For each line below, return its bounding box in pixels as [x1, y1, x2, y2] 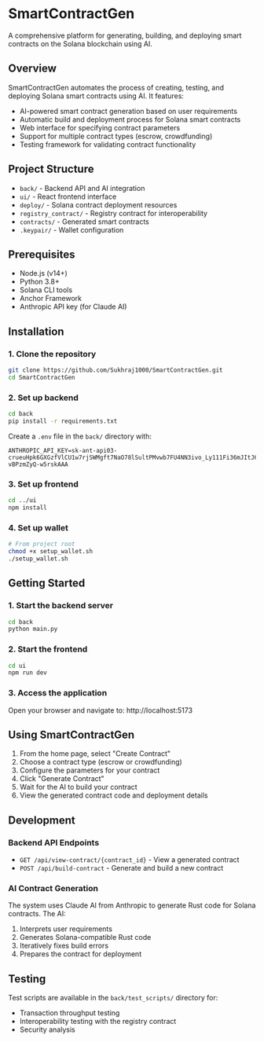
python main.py [8, 626, 58, 633]
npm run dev [8, 669, 47, 677]
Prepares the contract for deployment [19, 949, 142, 959]
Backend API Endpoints [8, 837, 100, 848]
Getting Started [8, 577, 86, 590]
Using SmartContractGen [8, 728, 135, 741]
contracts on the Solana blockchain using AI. [8, 39, 153, 48]
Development [8, 813, 76, 827]
